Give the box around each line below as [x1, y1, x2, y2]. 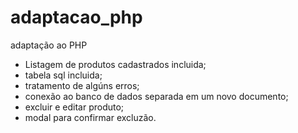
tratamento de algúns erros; [24, 79, 140, 91]
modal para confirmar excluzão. [24, 111, 157, 123]
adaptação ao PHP [10, 39, 88, 51]
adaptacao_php [10, 6, 143, 29]
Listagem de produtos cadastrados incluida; [24, 58, 207, 70]
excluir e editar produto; [24, 101, 125, 113]
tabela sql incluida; [24, 69, 103, 81]
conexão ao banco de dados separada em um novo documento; [24, 90, 289, 102]
